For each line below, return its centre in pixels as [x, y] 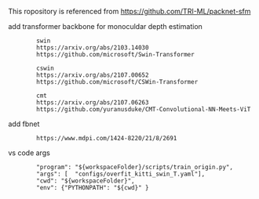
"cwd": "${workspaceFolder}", [86, 181]
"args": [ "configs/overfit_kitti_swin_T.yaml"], [121, 174]
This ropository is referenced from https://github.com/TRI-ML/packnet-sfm [129, 11]
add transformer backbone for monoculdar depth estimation [105, 26]
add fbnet [24, 124]
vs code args [29, 153]
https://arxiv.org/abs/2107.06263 [93, 103]
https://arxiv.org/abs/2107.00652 [93, 75]
